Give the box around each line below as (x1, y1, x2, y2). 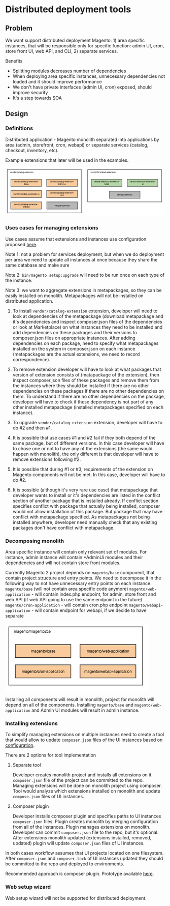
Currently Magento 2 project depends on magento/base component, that (5, 570, 155, 576)
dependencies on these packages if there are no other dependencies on (12, 388, 164, 394)
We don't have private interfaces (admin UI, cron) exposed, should (12, 84, 152, 90)
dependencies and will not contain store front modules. (5, 560, 121, 566)
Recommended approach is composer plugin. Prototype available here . (5, 871, 154, 877)
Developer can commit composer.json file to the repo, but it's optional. (12, 829, 159, 835)
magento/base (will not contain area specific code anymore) (5, 586, 128, 592)
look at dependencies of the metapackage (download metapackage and (12, 313, 163, 319)
